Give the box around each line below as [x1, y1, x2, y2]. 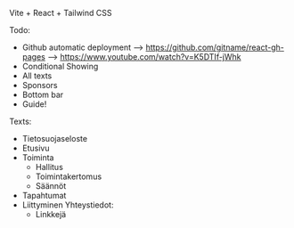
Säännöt [35, 181, 67, 191]
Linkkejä [35, 209, 67, 219]
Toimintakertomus [35, 171, 102, 182]
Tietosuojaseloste [21, 134, 87, 143]
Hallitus [35, 162, 64, 172]
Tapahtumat [21, 191, 67, 200]
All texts [21, 70, 53, 81]
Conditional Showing [21, 61, 99, 71]
